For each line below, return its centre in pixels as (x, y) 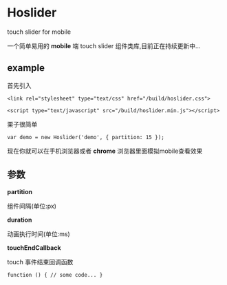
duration (20, 220)
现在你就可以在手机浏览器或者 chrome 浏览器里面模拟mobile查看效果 (105, 151)
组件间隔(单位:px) (32, 206)
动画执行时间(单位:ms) (39, 234)
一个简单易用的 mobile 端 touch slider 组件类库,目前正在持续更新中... (104, 45)
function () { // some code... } (55, 275)
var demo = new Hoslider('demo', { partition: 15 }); (86, 137)
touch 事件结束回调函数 (40, 262)
